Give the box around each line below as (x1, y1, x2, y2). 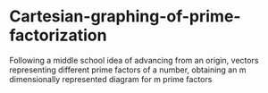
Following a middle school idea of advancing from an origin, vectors (9, 55, 259, 65)
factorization (9, 25, 107, 46)
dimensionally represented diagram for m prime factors (9, 73, 213, 84)
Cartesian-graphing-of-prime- (9, 6, 241, 27)
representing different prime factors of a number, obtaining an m (9, 64, 247, 75)
